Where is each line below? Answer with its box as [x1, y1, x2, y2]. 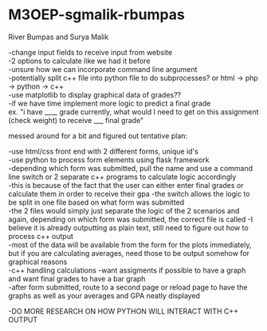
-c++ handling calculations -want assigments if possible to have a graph [8, 265, 246, 275]
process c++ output [8, 231, 74, 241]
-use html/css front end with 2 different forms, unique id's [8, 146, 199, 156]
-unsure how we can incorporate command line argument [8, 64, 198, 74]
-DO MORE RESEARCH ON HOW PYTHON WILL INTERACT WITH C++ [8, 306, 239, 316]
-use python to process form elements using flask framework [8, 154, 210, 165]
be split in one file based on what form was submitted [8, 197, 185, 207]
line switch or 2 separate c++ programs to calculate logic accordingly [8, 172, 237, 181]
